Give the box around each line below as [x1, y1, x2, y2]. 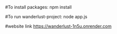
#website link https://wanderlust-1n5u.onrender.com [5, 23, 112, 29]
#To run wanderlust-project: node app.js [5, 14, 87, 19]
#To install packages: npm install [5, 4, 72, 10]
